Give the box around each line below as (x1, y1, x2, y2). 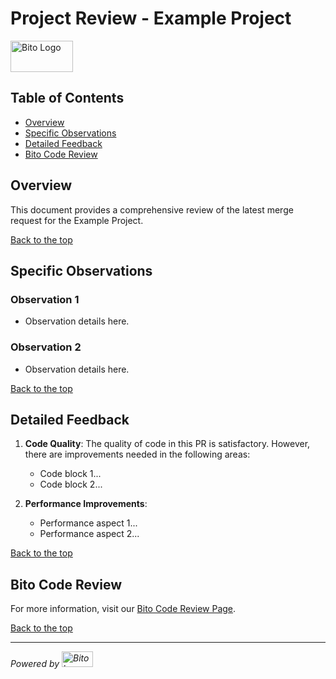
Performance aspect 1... (39, 517, 138, 529)
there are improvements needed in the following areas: (24, 448, 251, 461)
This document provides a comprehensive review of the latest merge (10, 203, 294, 216)
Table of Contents (10, 90, 125, 107)
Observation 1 (10, 292, 80, 306)
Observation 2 (10, 340, 82, 354)
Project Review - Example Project (10, 7, 292, 30)
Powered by (10, 658, 60, 670)
